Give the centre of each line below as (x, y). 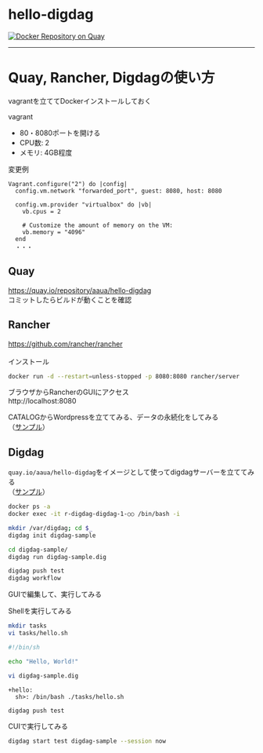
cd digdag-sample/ (38, 550)
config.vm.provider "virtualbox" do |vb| (84, 205)
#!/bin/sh (24, 647)
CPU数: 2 (34, 142)
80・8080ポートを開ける (60, 133)
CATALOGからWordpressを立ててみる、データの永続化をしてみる (113, 417)
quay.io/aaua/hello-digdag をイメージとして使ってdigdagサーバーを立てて (128, 472)
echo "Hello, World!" (43, 661)
